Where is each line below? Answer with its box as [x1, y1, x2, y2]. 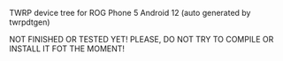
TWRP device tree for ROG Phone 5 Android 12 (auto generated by [9, 8, 251, 18]
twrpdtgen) [9, 17, 50, 27]
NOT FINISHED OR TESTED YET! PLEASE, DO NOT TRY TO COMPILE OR [9, 34, 274, 44]
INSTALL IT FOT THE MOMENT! [9, 43, 126, 54]
